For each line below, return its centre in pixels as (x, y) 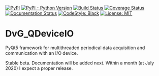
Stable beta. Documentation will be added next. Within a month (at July (80, 63)
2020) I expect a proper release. (39, 68)
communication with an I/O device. (42, 53)
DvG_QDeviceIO (40, 34)
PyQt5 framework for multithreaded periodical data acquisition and (75, 48)
